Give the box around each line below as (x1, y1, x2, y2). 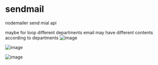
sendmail (5, 3, 44, 15)
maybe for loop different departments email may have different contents (5, 29, 154, 35)
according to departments (5, 35, 59, 41)
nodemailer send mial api (5, 20, 57, 26)
